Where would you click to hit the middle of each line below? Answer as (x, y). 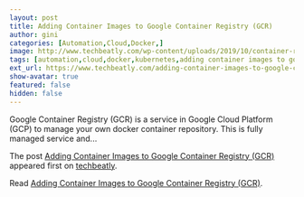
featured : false (40, 85)
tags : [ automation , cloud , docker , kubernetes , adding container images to (147, 60)
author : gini (34, 34)
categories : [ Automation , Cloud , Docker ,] (87, 43)
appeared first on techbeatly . (63, 165)
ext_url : (26, 69)
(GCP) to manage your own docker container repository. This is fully (137, 128)
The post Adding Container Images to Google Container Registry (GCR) (142, 155)
